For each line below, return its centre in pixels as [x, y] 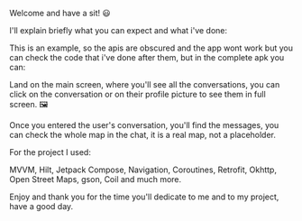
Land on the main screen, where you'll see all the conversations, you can [145, 84]
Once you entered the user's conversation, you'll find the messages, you [144, 125]
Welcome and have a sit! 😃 [60, 13]
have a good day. [41, 206]
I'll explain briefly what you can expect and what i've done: [119, 30]
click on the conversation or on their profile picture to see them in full [137, 94]
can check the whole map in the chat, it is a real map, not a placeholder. [143, 135]
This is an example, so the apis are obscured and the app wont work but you [151, 48]
